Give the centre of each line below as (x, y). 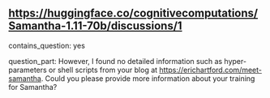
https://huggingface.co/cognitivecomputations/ (133, 13)
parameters (28, 70)
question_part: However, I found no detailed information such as (116, 61)
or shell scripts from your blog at (103, 70)
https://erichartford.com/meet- (210, 70)
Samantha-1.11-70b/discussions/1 (95, 26)
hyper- (236, 61)
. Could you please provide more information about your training (148, 78)
